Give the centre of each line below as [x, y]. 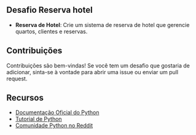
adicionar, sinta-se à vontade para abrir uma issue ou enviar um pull [92, 72]
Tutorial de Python [39, 119]
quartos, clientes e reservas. [51, 31]
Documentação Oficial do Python [57, 112]
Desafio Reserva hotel [50, 10]
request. [17, 79]
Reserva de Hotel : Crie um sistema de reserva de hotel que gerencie [102, 25]
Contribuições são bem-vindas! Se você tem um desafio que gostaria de [98, 65]
